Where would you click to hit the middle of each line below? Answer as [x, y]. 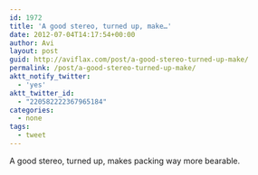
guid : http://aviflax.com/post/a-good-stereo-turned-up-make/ [129, 60]
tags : [19, 127]
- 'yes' [32, 85]
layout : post [34, 51]
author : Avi [32, 43]
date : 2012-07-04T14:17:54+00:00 [72, 34]
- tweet [32, 135]
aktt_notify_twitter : [50, 77]
